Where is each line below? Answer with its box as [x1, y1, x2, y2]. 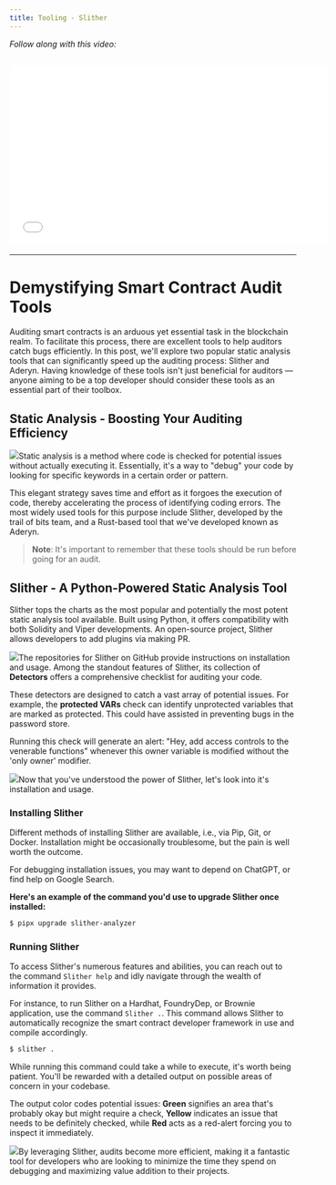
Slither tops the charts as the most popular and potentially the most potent [9, 604, 289, 615]
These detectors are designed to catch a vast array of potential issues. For [9, 689, 290, 700]
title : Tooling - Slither [9, 13, 107, 23]
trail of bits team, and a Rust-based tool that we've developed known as [9, 517, 280, 528]
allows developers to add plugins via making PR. [9, 634, 191, 644]
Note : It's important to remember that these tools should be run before [31, 544, 297, 555]
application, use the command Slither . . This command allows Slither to [9, 1008, 284, 1019]
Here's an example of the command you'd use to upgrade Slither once [9, 891, 280, 902]
